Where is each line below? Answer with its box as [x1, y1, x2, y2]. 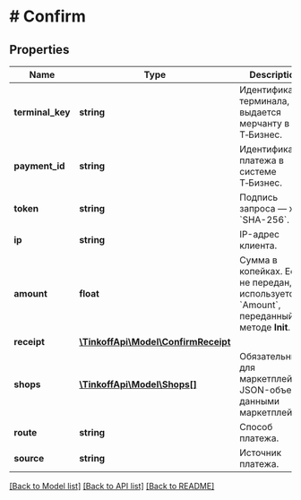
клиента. [239, 239, 278, 252]
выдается [239, 106, 282, 118]
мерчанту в [239, 117, 289, 129]
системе [239, 166, 277, 177]
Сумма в [239, 254, 278, 266]
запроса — [239, 203, 288, 214]
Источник [239, 446, 282, 459]
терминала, [239, 95, 289, 107]
